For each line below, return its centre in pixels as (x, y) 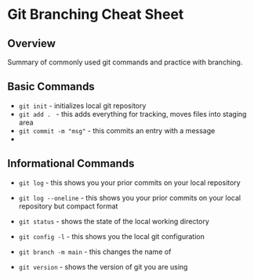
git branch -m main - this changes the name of (95, 252)
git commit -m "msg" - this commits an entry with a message (117, 130)
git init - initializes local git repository (82, 105)
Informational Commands (71, 163)
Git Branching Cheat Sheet (96, 14)
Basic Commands (51, 87)
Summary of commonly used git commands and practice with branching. (125, 62)
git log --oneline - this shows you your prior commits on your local (129, 197)
